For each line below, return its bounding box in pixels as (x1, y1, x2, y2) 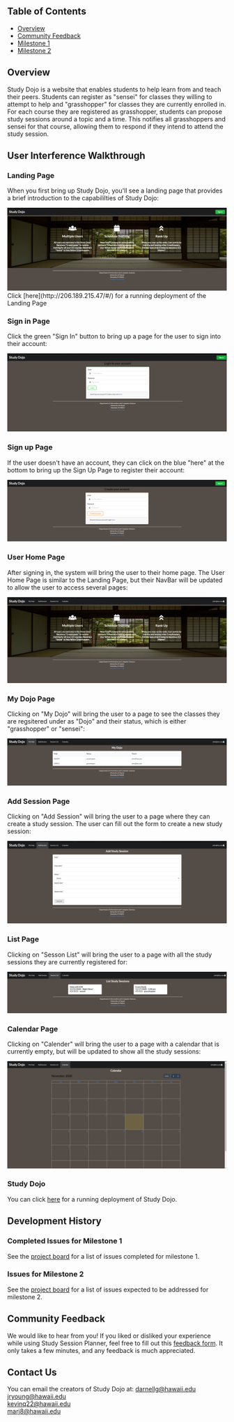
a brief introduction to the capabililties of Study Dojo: (7, 194, 159, 202)
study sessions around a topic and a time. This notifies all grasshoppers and (7, 114, 226, 123)
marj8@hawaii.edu (7, 1407, 61, 1416)
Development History (7, 1215, 102, 1227)
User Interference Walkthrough (7, 150, 146, 162)
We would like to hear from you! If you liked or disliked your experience (7, 1331, 211, 1340)
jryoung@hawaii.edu (7, 1392, 66, 1401)
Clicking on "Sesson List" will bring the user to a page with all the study (7, 950, 212, 959)
